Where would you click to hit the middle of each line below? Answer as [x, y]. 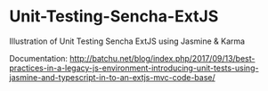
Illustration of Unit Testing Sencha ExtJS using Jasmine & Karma [127, 41]
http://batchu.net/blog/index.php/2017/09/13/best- [162, 58]
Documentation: [39, 58]
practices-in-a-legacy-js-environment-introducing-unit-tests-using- [134, 68]
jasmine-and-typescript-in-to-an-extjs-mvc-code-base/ [112, 77]
